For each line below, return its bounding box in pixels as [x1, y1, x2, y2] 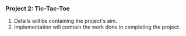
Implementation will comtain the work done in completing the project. [13, 23, 181, 30]
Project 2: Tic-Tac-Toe [5, 5, 71, 13]
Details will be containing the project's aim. [13, 18, 118, 25]
